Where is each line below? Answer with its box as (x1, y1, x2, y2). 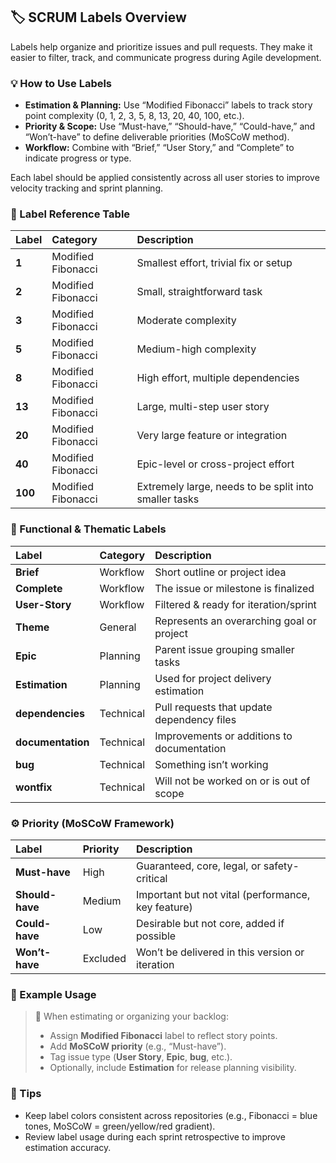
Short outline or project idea (154, 565, 287, 579)
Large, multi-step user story (136, 400, 270, 414)
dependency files (154, 712, 237, 726)
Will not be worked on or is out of (154, 774, 311, 788)
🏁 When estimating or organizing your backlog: (34, 1010, 229, 1023)
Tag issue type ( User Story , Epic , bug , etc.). (49, 1051, 233, 1063)
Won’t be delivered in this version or (136, 945, 305, 959)
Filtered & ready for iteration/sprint (154, 597, 317, 611)
